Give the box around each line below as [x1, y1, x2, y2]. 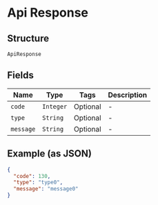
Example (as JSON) [7, 148, 92, 160]
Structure [7, 33, 50, 44]
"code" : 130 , [13, 172, 51, 179]
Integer [42, 102, 68, 110]
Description [108, 90, 148, 100]
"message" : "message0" [13, 186, 79, 193]
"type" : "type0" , [13, 179, 63, 186]
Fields [7, 69, 34, 81]
